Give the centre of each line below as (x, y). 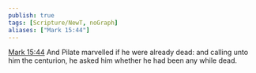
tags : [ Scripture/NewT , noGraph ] (63, 23)
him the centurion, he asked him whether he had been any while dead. (123, 60)
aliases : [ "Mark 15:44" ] (49, 30)
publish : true (32, 15)
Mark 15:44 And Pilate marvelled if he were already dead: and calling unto (128, 53)
